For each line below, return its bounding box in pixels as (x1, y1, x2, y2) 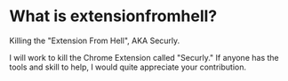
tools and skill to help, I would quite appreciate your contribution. (9, 62, 247, 72)
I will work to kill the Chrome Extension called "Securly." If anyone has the (9, 52, 279, 63)
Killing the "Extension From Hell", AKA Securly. (9, 35, 180, 46)
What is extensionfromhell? (9, 6, 218, 26)
